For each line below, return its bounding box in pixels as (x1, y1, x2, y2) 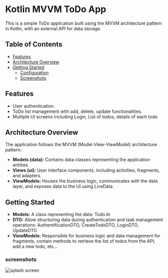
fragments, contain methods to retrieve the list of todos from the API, (12, 238, 155, 244)
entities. (12, 162, 29, 168)
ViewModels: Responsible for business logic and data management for (12, 233, 160, 239)
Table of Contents (5, 40, 63, 49)
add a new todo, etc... (12, 243, 58, 250)
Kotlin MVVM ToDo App (5, 4, 107, 15)
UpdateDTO (12, 228, 37, 234)
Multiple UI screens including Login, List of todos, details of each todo (12, 113, 158, 119)
